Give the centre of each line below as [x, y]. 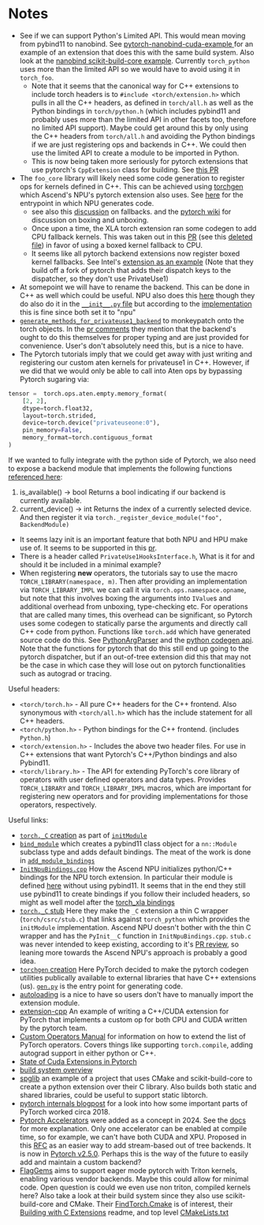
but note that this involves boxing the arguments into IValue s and [125, 598]
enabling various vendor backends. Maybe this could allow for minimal [134, 1178]
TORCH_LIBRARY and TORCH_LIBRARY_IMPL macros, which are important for [136, 788]
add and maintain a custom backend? [80, 1162]
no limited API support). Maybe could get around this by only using [140, 128]
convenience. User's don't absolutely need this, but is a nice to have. [132, 345]
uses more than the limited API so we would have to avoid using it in [130, 69]
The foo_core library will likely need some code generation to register [132, 177]
